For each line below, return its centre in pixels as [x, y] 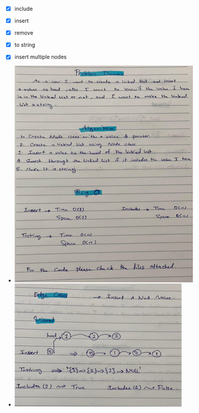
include [23, 9]
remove [24, 33]
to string [25, 45]
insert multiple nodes [40, 57]
